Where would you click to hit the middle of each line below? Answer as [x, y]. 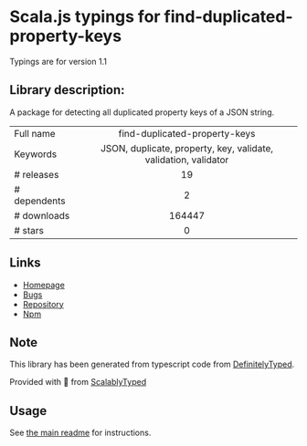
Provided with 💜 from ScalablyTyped [78, 382]
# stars [29, 230]
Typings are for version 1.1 [58, 61]
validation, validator [187, 160]
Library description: [67, 90]
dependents [40, 201]
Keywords [36, 154]
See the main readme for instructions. [80, 433]
